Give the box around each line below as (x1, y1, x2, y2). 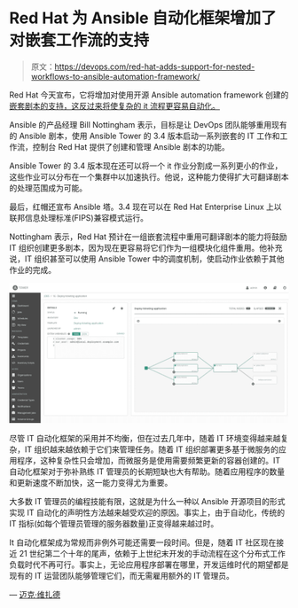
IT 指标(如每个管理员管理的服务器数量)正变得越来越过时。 (9, 518, 219, 528)
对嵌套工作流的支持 (9, 30, 150, 51)
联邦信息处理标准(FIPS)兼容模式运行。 (9, 212, 149, 222)
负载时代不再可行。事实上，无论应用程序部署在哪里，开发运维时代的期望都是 (9, 559, 289, 570)
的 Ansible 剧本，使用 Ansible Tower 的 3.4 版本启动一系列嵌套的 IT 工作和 (9, 130, 281, 141)
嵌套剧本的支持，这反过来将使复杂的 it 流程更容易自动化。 (9, 100, 220, 111)
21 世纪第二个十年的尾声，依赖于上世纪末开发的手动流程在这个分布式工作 (19, 548, 286, 558)
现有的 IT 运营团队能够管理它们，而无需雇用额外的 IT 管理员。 (9, 570, 235, 581)
